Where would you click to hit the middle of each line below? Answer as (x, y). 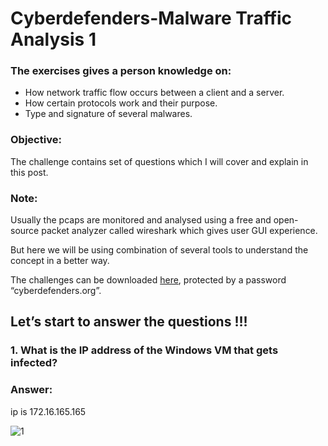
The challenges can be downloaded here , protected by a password (148, 280)
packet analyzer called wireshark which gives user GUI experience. (179, 231)
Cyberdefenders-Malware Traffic (151, 18)
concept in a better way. (60, 261)
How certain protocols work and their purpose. (121, 103)
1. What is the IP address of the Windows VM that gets (144, 350)
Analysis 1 (53, 39)
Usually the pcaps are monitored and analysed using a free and (141, 220)
